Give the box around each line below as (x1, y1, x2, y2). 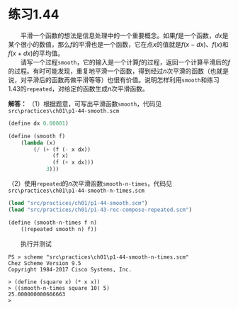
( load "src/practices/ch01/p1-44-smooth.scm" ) (8, 200, 148, 207)
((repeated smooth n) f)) (21, 225, 98, 232)
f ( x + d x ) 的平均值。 (8, 49, 64, 57)
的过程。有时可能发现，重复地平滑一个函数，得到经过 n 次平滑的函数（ (8, 67, 211, 75)
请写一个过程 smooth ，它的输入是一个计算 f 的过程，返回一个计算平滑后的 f (21, 57, 231, 66)
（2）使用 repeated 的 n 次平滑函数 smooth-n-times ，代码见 (8, 179, 173, 188)
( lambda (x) (21, 139, 56, 146)
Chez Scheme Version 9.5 (8, 259, 81, 266)
